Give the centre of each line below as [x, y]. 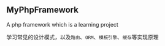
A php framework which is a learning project [62, 24]
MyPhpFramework [42, 10]
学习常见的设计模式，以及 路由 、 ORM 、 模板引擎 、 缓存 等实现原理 [82, 37]
